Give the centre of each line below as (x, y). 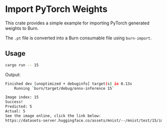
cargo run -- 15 (22, 65)
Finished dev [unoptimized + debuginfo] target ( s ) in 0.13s (69, 84)
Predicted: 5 (19, 107)
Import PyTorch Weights (56, 9)
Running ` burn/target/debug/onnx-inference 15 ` (64, 88)
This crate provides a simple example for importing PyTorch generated (78, 23)
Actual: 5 (15, 111)
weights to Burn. (22, 28)
